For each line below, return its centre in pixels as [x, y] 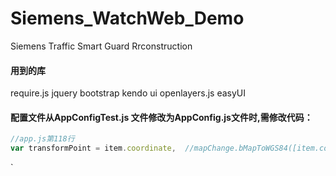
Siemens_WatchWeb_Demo [127, 18]
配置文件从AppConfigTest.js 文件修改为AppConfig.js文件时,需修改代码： [161, 117]
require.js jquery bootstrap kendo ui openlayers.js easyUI [128, 93]
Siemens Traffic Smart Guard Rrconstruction [101, 46]
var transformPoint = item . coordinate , [93, 148]
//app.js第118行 [42, 139]
